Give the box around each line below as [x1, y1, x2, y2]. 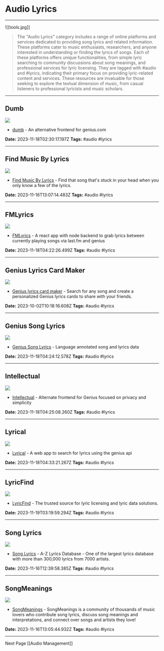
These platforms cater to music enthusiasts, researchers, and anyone [17, 44, 157, 50]
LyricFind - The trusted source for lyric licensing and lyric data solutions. [12, 500, 159, 506]
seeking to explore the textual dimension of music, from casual [17, 80, 143, 86]
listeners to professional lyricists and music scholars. [17, 86, 123, 92]
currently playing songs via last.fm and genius [12, 238, 105, 244]
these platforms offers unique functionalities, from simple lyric [17, 54, 143, 60]
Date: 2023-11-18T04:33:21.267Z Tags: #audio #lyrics [5, 459, 114, 465]
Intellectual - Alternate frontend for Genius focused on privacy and [12, 394, 146, 400]
